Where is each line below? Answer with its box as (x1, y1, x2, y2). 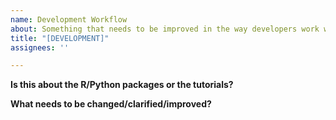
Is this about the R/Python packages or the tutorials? (10, 79, 234, 91)
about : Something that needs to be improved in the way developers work (10, 24, 320, 34)
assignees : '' (10, 42, 70, 53)
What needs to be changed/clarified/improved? (10, 98, 212, 110)
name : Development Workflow (10, 14, 128, 25)
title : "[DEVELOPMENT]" (10, 33, 110, 43)
